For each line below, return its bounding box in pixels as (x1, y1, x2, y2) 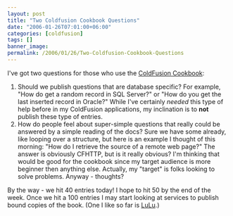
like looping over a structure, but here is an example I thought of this (17, 134, 216, 143)
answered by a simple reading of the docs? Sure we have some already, (17, 127, 227, 136)
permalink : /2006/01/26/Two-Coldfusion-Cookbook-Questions (7, 50, 184, 57)
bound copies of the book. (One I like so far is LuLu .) (7, 201, 160, 209)
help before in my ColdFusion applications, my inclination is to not (17, 105, 209, 113)
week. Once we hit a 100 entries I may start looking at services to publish (7, 193, 220, 201)
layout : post (7, 10, 46, 18)
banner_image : (7, 43, 49, 50)
